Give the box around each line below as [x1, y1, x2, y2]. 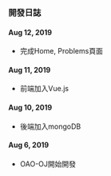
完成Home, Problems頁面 [19, 46, 104, 56]
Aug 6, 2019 [8, 140, 50, 150]
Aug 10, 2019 [8, 102, 53, 112]
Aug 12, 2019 [8, 27, 53, 37]
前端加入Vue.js [19, 84, 69, 94]
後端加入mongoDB [19, 122, 81, 131]
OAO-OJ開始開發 [19, 158, 77, 169]
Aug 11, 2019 [8, 65, 51, 74]
